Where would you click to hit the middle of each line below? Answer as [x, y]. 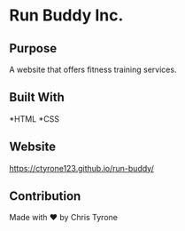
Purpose [33, 48]
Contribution [45, 196]
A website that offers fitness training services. [93, 69]
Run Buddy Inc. [66, 16]
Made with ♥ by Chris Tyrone [63, 218]
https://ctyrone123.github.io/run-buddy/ [82, 168]
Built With [37, 97]
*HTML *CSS [35, 119]
